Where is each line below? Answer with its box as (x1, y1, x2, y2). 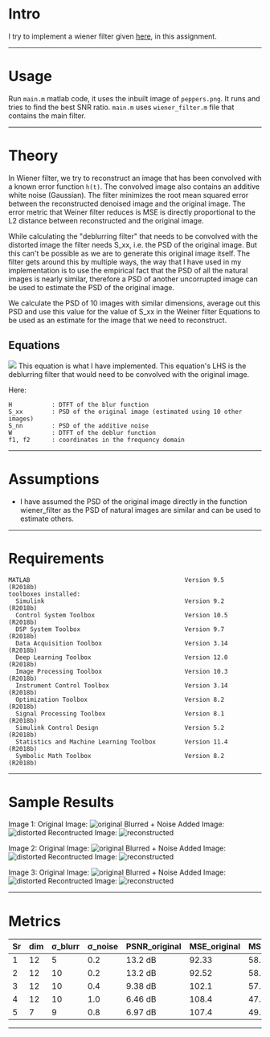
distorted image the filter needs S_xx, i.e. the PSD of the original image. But (8, 240, 257, 249)
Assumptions (8, 469, 100, 488)
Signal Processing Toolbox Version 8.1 (15, 709, 225, 718)
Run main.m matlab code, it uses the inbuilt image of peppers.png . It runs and (8, 93, 260, 103)
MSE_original (189, 941, 241, 953)
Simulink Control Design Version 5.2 (15, 723, 225, 732)
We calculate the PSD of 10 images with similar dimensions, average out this (8, 298, 261, 308)
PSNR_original (125, 941, 182, 953)
